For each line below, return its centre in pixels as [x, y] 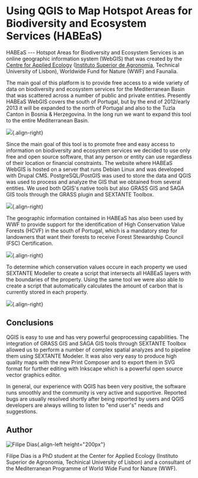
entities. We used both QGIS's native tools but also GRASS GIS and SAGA [95, 188]
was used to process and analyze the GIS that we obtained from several [94, 182]
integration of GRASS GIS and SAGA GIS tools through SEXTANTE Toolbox [96, 343]
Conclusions [30, 323]
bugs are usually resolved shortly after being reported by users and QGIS [95, 399]
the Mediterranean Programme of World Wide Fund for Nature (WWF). [92, 468]
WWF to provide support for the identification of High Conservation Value [95, 224]
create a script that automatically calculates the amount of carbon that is [95, 286]
